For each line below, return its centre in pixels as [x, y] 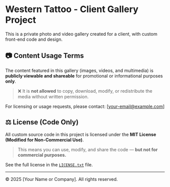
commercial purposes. [42, 155]
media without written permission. [53, 96]
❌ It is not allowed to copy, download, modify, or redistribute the [85, 91]
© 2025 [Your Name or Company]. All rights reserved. [61, 179]
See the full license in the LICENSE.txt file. [49, 164]
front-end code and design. [34, 39]
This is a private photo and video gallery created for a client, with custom [81, 34]
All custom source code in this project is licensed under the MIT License [81, 134]
